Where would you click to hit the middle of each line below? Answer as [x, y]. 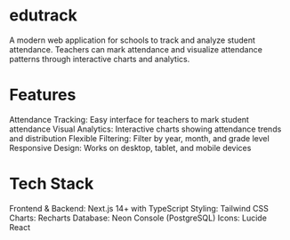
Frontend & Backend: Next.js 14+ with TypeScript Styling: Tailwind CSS [139, 208]
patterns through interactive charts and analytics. [100, 59]
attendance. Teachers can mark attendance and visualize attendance [136, 49]
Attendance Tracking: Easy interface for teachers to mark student [129, 119]
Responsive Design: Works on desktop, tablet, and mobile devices [130, 148]
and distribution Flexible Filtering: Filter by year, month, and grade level [139, 138]
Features [43, 95]
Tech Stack [52, 184]
